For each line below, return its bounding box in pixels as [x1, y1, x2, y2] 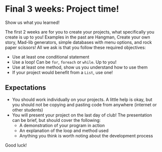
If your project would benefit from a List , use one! [12, 69, 113, 75]
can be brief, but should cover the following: [12, 117, 101, 123]
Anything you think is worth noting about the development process [19, 133, 153, 138]
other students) [12, 107, 43, 113]
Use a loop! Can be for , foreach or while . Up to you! [12, 59, 117, 65]
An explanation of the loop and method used [19, 128, 108, 133]
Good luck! [5, 142, 27, 148]
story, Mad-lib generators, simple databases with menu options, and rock [5, 39, 152, 45]
